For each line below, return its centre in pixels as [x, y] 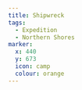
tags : [17, 23]
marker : [21, 45]
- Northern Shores [45, 37]
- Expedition [36, 30]
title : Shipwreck [36, 15]
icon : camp [33, 67]
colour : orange [40, 74]
